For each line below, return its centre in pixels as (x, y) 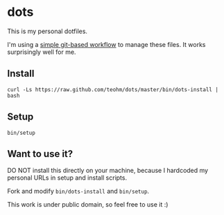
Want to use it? (40, 154)
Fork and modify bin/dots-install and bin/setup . (78, 191)
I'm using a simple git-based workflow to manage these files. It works (106, 44)
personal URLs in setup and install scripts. (67, 178)
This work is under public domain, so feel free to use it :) (88, 205)
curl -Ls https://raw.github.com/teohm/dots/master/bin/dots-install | (113, 90)
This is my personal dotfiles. (48, 31)
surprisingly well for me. (42, 52)
